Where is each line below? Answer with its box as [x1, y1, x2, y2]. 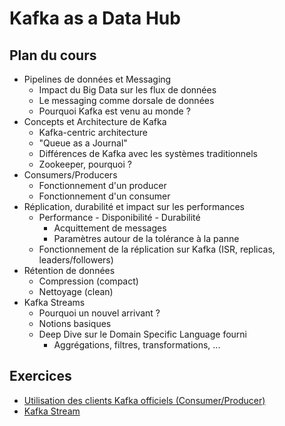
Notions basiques [38, 318, 112, 329]
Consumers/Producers [23, 169, 118, 181]
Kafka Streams [23, 297, 86, 308]
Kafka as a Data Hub [9, 7, 181, 30]
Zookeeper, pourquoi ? [38, 158, 132, 170]
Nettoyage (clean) [38, 286, 114, 297]
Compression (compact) [38, 275, 139, 287]
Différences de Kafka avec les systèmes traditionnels [38, 148, 258, 159]
